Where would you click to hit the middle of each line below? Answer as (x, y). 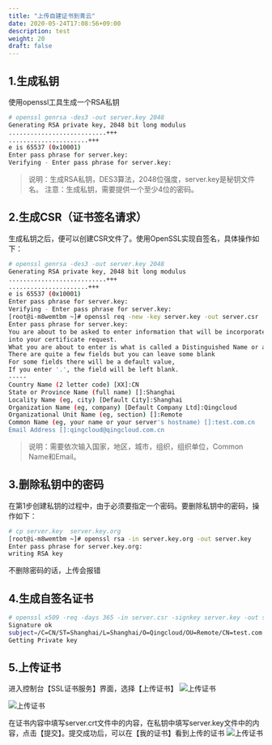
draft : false (30, 46)
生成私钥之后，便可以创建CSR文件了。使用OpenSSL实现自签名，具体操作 (130, 238)
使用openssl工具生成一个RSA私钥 (64, 101)
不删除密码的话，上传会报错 (55, 571)
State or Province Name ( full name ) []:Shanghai (92, 392)
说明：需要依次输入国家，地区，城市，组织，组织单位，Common (136, 446)
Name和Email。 (54, 456)
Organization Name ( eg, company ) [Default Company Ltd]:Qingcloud (123, 407)
